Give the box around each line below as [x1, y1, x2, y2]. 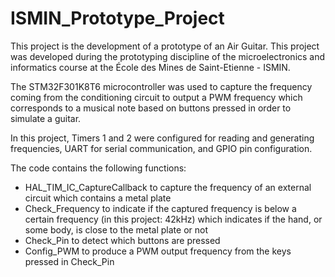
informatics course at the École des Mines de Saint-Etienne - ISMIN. [10, 61, 291, 73]
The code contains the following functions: [10, 162, 187, 174]
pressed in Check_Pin [24, 255, 115, 267]
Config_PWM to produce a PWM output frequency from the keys [24, 245, 292, 257]
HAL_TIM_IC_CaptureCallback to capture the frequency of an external [24, 181, 312, 193]
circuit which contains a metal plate [24, 192, 172, 204]
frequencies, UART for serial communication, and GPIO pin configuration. [10, 142, 313, 154]
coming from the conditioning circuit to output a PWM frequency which [10, 91, 303, 103]
